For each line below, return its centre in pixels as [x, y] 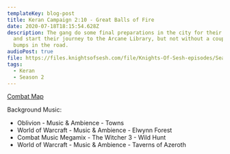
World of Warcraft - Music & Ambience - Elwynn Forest [94, 130]
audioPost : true [30, 52]
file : [15, 58]
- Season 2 [29, 77]
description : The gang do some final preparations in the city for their [115, 33]
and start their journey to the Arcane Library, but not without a [112, 39]
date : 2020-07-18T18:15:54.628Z [53, 26]
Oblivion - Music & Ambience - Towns [71, 123]
